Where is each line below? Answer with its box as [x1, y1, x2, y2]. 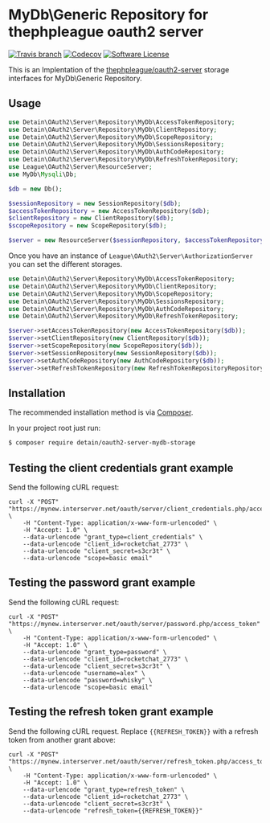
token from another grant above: [8, 735, 117, 744]
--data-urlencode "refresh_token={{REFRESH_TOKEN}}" [22, 806, 203, 815]
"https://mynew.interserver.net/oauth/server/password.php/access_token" [8, 620, 261, 628]
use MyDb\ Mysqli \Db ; [8, 170, 78, 178]
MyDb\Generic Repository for [8, 6, 209, 24]
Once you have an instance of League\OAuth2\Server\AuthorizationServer [8, 251, 253, 260]
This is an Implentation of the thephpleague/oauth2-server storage [8, 64, 230, 74]
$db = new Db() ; [8, 185, 63, 193]
